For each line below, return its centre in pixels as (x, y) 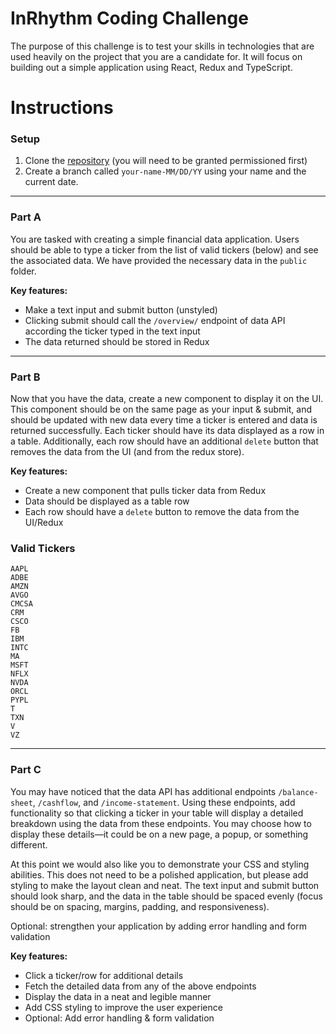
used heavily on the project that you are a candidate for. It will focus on (156, 56)
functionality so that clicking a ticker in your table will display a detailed (157, 813)
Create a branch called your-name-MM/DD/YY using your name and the (165, 171)
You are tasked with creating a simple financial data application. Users (155, 239)
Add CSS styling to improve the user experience (123, 1007)
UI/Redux (44, 523)
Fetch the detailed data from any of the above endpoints (140, 986)
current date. (51, 182)
